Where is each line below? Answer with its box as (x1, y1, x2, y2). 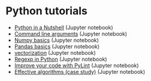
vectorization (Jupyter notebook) (14, 49, 96, 56)
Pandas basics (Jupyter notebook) (14, 43, 100, 50)
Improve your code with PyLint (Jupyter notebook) (14, 61, 139, 69)
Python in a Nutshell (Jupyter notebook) (14, 24, 113, 31)
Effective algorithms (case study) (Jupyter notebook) (14, 68, 146, 75)
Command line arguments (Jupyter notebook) (14, 30, 127, 37)
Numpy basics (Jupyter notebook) (14, 36, 99, 43)
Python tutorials (5, 4, 87, 18)
